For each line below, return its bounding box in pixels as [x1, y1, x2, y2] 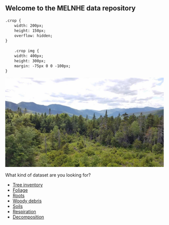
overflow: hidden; [14, 33, 53, 38]
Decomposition [12, 214, 44, 220]
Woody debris [12, 198, 42, 204]
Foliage [12, 187, 28, 193]
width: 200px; [14, 23, 44, 28]
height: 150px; [14, 28, 46, 33]
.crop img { [14, 48, 39, 53]
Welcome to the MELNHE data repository [5, 4, 136, 13]
